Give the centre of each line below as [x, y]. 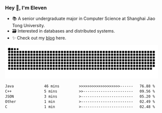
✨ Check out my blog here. [39, 38]
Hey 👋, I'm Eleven [26, 8]
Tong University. [28, 26]
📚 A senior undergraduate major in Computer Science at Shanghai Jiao [83, 18]
